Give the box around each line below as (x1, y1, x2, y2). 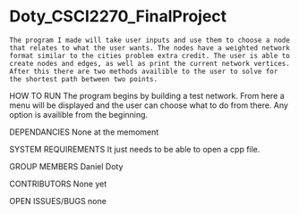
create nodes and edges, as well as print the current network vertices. (9, 59, 291, 68)
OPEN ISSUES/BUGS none (9, 195, 107, 206)
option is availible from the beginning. (9, 109, 149, 119)
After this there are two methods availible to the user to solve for (9, 67, 278, 76)
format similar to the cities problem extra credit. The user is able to (9, 51, 291, 60)
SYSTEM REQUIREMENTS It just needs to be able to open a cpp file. (9, 144, 261, 154)
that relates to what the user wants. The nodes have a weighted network (9, 43, 291, 53)
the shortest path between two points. (9, 74, 158, 84)
